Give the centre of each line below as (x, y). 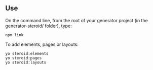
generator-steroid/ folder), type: (39, 26)
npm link (14, 35)
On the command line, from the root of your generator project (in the (76, 20)
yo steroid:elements (27, 53)
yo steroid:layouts (26, 62)
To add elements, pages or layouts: (42, 44)
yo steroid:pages (24, 58)
